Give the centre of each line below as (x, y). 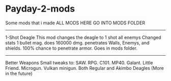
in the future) (19, 73)
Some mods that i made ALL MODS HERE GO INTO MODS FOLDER (75, 23)
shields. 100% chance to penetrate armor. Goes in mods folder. (71, 48)
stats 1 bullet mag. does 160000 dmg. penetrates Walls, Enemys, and (77, 43)
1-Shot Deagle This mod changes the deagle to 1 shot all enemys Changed (83, 37)
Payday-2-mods (40, 9)
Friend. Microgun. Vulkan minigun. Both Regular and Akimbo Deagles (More (84, 68)
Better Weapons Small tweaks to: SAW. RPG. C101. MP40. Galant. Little (79, 63)
